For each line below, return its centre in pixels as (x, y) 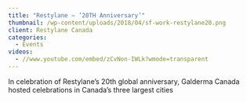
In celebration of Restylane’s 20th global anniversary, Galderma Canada (124, 81)
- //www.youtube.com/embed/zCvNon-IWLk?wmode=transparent (112, 60)
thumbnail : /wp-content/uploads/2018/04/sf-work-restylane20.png (117, 23)
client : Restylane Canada (50, 30)
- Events (29, 45)
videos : (21, 52)
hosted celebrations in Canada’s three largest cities (91, 89)
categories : (27, 37)
